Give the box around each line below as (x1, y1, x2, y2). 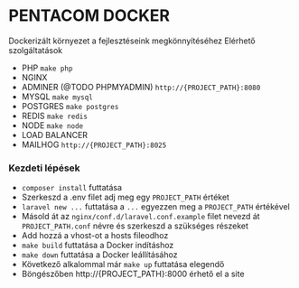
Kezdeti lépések (8, 162, 80, 174)
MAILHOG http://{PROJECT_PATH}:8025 (21, 139, 167, 150)
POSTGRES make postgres (21, 100, 119, 111)
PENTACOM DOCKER (8, 5, 171, 26)
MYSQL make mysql (21, 91, 94, 102)
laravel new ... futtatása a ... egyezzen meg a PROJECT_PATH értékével (21, 201, 290, 212)
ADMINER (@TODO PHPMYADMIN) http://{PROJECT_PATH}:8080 (21, 81, 261, 92)
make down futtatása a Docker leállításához (21, 249, 178, 260)
